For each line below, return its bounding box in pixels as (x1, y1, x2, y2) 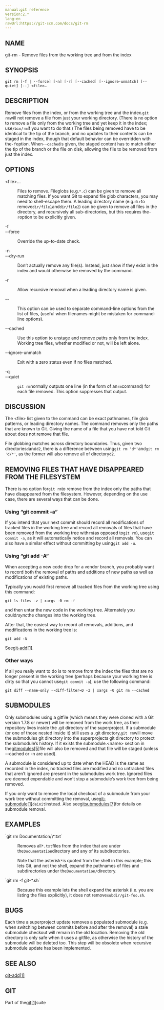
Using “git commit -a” (5, 509, 58, 516)
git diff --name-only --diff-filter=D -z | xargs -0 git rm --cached (5, 688, 150, 693)
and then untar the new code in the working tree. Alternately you (5, 607, 135, 612)
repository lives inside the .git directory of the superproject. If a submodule (5, 725, 156, 730)
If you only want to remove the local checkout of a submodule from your (5, 790, 150, 796)
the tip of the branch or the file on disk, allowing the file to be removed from (5, 146, 157, 152)
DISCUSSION (5, 402, 45, 411)
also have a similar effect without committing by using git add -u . (5, 540, 137, 546)
